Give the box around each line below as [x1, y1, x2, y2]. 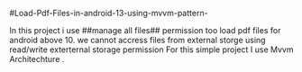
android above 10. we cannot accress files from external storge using [9, 35, 266, 45]
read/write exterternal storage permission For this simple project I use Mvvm [9, 44, 294, 55]
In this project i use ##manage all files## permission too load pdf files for [9, 25, 281, 35]
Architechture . [9, 54, 65, 64]
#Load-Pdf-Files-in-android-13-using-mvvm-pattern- [9, 8, 209, 18]
